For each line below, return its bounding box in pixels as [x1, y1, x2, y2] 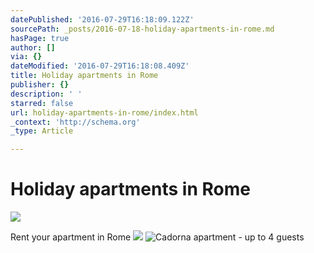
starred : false [10, 98, 74, 108]
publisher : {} [10, 80, 70, 90]
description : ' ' [10, 89, 83, 99]
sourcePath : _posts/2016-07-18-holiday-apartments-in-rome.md [10, 24, 275, 34]
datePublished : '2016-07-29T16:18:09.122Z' [10, 14, 195, 25]
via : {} [10, 52, 43, 62]
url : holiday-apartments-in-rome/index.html [10, 107, 199, 118]
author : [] [10, 42, 56, 53]
